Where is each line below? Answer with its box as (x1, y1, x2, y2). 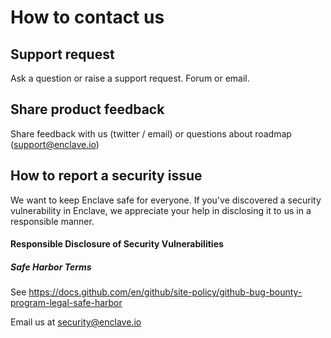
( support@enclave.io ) (10, 138, 100, 150)
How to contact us (10, 6, 165, 29)
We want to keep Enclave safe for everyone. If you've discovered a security (10, 194, 322, 206)
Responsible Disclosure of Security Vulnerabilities (10, 238, 224, 250)
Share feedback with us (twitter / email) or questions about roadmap (10, 127, 292, 140)
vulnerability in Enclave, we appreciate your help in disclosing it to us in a (10, 204, 312, 216)
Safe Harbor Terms (10, 261, 92, 273)
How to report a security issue (10, 167, 203, 185)
